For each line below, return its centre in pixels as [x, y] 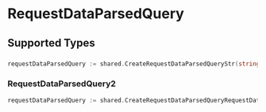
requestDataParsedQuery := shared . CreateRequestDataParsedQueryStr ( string [134, 64]
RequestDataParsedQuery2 [62, 84]
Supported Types [52, 43]
